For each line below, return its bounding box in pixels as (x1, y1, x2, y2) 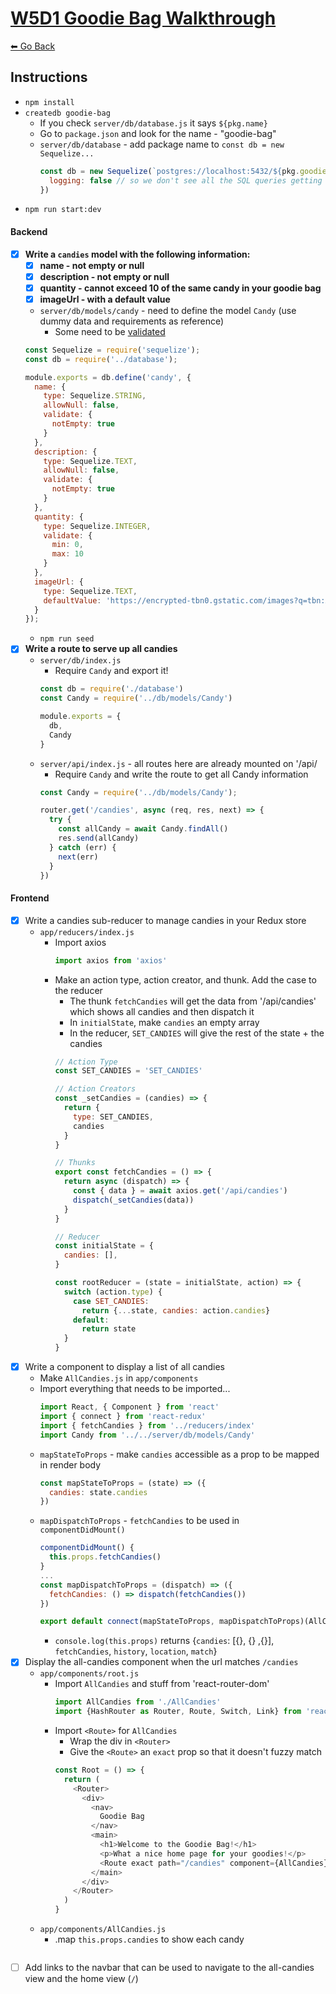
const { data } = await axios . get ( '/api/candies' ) (73, 1186, 288, 1196)
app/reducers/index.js (39, 927, 135, 937)
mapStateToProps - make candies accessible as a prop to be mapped (39, 1448, 320, 1460)
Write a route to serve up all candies (24, 643, 178, 655)
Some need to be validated (54, 325, 166, 337)
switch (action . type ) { (63, 1287, 163, 1297)
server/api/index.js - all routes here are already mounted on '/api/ (39, 757, 318, 769)
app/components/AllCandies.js (39, 1925, 167, 1935)
